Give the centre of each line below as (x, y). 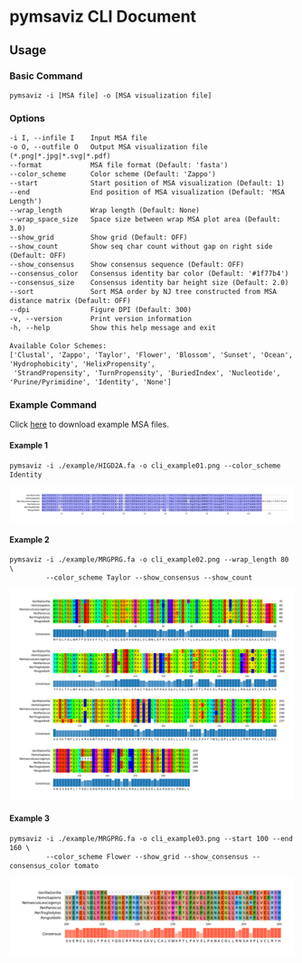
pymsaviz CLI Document (103, 17)
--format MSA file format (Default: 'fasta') (119, 165)
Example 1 (28, 446)
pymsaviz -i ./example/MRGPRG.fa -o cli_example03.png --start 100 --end (151, 838)
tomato (86, 865)
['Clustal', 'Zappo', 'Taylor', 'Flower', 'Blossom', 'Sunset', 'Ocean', (151, 355)
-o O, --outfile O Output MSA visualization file (109, 147)
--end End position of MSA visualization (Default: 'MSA (147, 193)
